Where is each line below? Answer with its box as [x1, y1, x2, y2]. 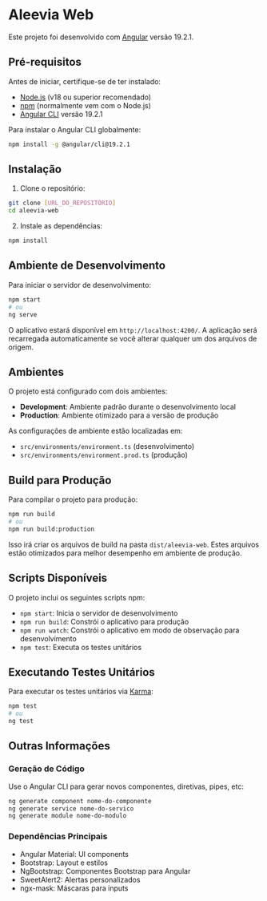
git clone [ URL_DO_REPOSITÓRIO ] [8, 199, 116, 208]
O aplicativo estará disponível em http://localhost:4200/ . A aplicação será [8, 325, 257, 334]
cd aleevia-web [8, 207, 59, 215]
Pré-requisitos [8, 55, 82, 69]
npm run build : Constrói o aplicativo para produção [19, 616, 189, 626]
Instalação [8, 163, 62, 176]
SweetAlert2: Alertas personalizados [19, 875, 141, 884]
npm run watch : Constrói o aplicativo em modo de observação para [19, 625, 240, 635]
